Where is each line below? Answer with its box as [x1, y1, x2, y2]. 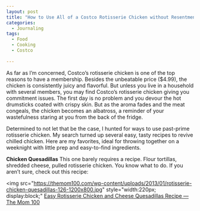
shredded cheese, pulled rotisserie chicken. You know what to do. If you [6, 162, 183, 169]
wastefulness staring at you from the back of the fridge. [6, 114, 143, 121]
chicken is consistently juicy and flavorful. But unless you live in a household [6, 81, 194, 89]
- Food [11, 36, 28, 42]
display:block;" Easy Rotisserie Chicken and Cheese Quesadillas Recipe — [6, 192, 189, 199]
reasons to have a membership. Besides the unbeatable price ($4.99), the [6, 75, 187, 83]
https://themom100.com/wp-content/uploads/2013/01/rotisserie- [33, 179, 192, 187]
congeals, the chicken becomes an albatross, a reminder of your [6, 107, 164, 114]
